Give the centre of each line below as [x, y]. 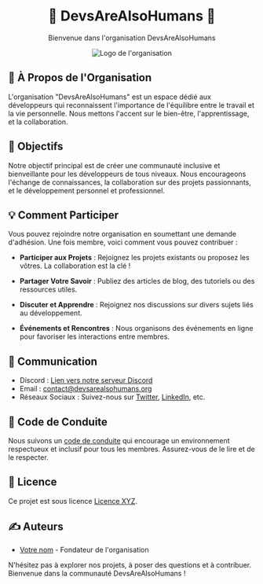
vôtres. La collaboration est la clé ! [75, 266]
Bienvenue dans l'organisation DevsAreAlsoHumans [132, 38]
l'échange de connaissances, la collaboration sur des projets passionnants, [130, 182]
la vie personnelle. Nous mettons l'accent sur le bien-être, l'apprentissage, [129, 113]
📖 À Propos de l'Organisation [80, 78]
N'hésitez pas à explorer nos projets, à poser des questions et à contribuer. [130, 564]
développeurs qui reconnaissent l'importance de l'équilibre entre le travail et [131, 105]
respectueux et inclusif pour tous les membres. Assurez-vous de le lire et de [131, 449]
